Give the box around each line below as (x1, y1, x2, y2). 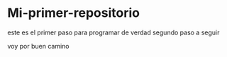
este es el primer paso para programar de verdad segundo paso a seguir (7, 28, 220, 37)
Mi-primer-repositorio (7, 5, 140, 21)
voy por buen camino (7, 42, 70, 50)
